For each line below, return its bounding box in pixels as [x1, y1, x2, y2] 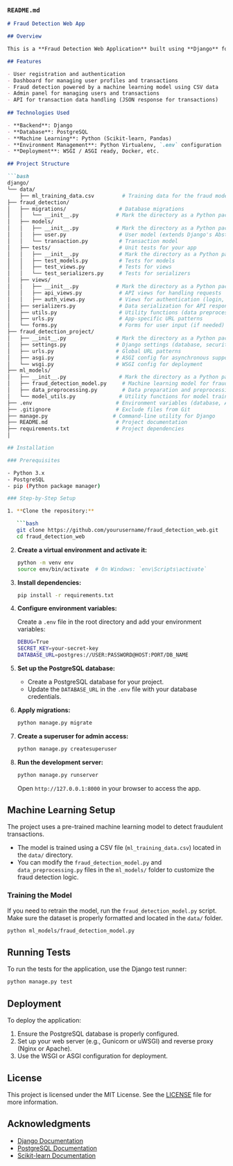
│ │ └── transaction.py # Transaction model [7, 237, 178, 244]
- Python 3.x [7, 469, 45, 476]
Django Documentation [17, 1136, 83, 1144]
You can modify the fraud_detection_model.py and [17, 858, 162, 867]
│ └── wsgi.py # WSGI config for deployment [7, 361, 203, 368]
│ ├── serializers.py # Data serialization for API [7, 302, 207, 309]
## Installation [7, 445, 54, 452]
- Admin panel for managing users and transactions [7, 90, 159, 97]
